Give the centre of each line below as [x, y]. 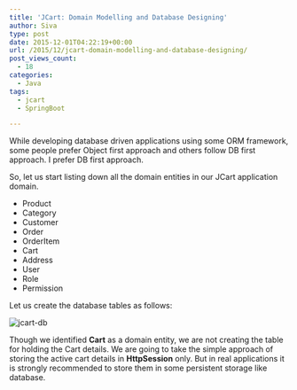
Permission [43, 288]
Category [39, 213]
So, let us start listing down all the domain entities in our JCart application [144, 177]
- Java [29, 83]
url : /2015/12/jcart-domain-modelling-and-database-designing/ [129, 51]
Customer [40, 222]
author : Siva [33, 26]
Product [36, 204]
